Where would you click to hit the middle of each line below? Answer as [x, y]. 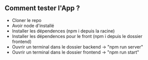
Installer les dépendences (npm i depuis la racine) [63, 31]
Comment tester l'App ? [42, 8]
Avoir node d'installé [33, 25]
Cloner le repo [27, 20]
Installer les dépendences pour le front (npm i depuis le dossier [77, 36]
